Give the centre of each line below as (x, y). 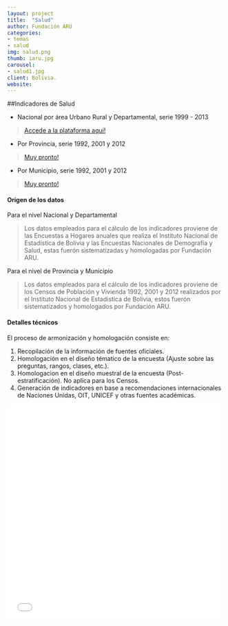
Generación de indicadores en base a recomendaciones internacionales (119, 388)
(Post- (175, 373)
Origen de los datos (35, 199)
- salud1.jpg (26, 71)
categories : (24, 33)
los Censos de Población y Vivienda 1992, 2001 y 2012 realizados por (123, 292)
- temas (18, 39)
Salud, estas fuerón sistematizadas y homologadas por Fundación (117, 251)
